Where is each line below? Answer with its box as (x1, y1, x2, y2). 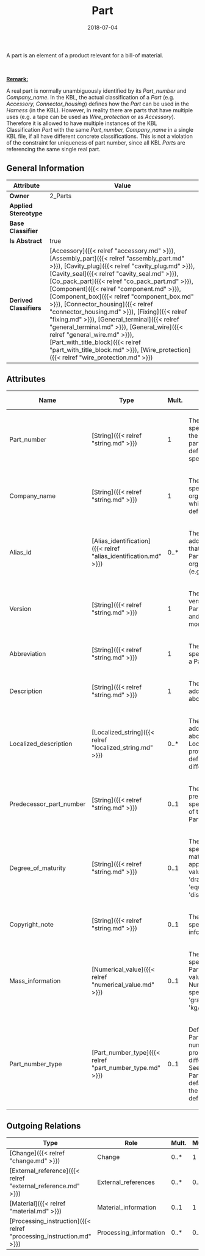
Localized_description (9, 739, 73, 748)
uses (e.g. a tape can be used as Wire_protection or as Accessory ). (6, 113, 176, 120)
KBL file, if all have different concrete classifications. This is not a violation (6, 132, 193, 140)
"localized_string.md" (91, 743, 154, 752)
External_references (97, 1178, 156, 1186)
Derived (9, 296, 33, 304)
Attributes (6, 374, 46, 384)
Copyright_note (9, 920, 54, 928)
